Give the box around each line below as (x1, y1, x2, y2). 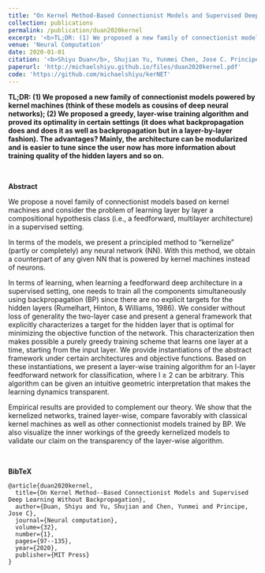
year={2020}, (15, 544, 58, 552)
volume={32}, (15, 523, 58, 531)
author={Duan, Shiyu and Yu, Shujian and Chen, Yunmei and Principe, (15, 503, 248, 511)
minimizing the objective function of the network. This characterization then (8, 328, 255, 337)
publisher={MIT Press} (15, 551, 90, 559)
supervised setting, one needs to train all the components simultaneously (8, 286, 247, 296)
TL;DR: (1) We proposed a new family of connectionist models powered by (8, 92, 256, 101)
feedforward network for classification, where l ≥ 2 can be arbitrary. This (8, 370, 244, 379)
